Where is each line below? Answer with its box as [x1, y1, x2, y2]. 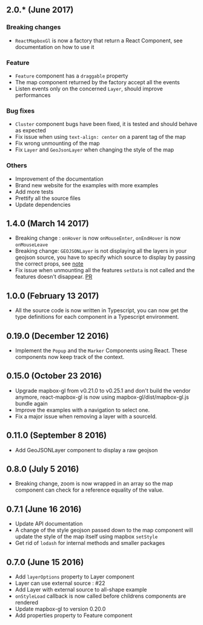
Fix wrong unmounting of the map [15, 139, 100, 147]
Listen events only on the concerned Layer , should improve [15, 85, 163, 92]
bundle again [15, 399, 48, 407]
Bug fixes [6, 106, 35, 115]
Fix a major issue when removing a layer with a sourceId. [15, 412, 158, 420]
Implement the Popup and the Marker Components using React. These [15, 347, 188, 354]
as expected [15, 127, 47, 134]
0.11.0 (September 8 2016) [6, 430, 107, 441]
